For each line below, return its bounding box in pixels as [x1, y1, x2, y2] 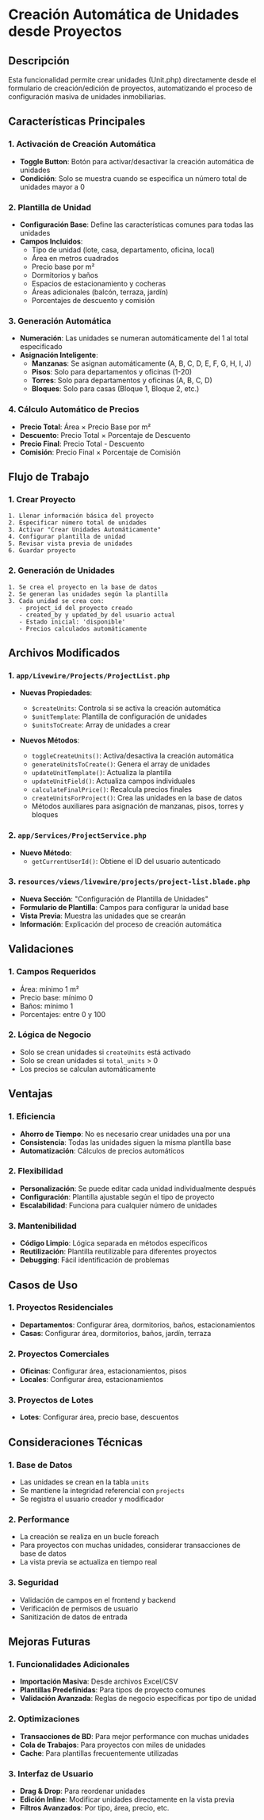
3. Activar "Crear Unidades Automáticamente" [8, 526, 161, 534]
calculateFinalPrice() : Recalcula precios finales [31, 785, 193, 794]
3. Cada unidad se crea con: [8, 597, 105, 605]
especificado [19, 342, 63, 351]
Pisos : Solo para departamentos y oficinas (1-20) [31, 367, 193, 377]
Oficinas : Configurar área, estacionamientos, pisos [19, 1366, 187, 1376]
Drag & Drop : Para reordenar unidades [19, 1786, 146, 1795]
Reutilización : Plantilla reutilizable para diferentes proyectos [19, 1247, 217, 1257]
